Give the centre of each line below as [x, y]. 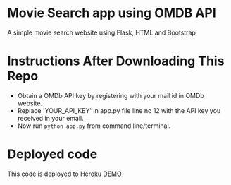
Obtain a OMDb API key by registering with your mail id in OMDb [111, 95]
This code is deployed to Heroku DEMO [64, 174]
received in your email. [50, 118]
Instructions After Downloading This [116, 61]
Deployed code [52, 154]
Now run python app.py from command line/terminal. [94, 126]
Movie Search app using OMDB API [112, 13]
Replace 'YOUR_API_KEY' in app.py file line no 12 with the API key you [119, 110]
